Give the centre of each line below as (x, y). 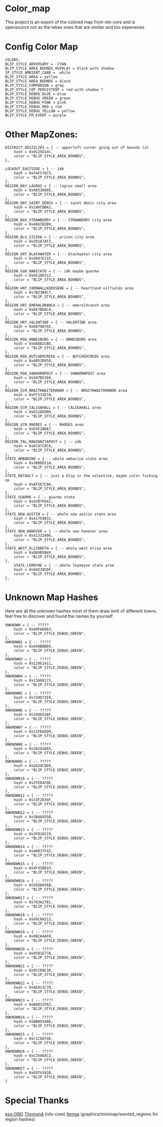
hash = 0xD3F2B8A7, (34, 429)
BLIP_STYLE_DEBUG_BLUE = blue (36, 94)
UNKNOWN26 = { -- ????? (29, 1051)
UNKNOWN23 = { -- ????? (29, 1000)
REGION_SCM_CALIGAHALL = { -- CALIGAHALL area (53, 407)
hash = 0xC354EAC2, (34, 1055)
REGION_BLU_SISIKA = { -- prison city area (50, 237)
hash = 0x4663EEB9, (34, 224)
